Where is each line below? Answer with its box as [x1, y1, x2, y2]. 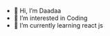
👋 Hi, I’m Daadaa [13, 7, 62, 15]
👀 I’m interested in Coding [13, 14, 88, 22]
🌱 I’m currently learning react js [13, 21, 104, 29]
